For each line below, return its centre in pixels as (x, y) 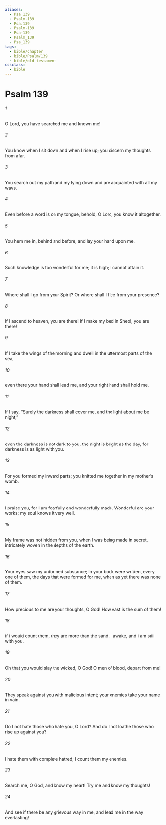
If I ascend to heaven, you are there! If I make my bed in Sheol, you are (77, 321)
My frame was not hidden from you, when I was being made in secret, (77, 540)
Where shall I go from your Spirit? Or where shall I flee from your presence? (82, 294)
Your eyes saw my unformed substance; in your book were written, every (80, 572)
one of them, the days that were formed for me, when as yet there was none (83, 577)
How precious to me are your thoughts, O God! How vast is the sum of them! (83, 609)
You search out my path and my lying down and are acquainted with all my (81, 182)
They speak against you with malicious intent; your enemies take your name (83, 695)
